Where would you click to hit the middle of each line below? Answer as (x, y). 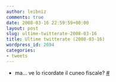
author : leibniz (26, 12)
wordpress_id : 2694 (30, 45)
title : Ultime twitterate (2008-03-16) (56, 39)
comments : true (25, 17)
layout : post (22, 28)
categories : (21, 51)
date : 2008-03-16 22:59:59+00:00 (48, 23)
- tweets (17, 56)
